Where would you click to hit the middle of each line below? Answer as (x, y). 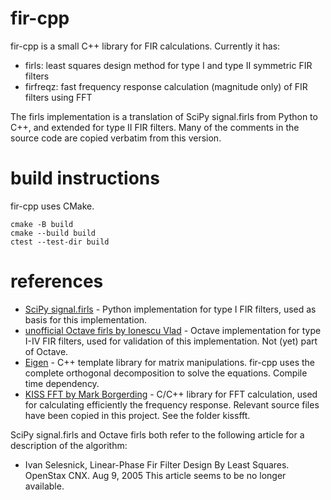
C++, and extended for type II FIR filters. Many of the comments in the (155, 127)
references (57, 281)
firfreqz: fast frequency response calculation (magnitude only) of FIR (166, 86)
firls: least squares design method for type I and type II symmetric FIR (168, 65)
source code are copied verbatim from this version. (116, 138)
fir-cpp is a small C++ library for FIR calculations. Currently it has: (145, 46)
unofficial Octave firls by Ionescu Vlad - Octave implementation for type (173, 330)
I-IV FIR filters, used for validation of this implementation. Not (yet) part (171, 341)
